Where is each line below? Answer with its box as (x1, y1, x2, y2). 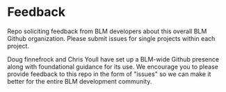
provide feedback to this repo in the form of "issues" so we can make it (7, 70, 211, 78)
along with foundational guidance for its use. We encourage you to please (7, 62, 219, 71)
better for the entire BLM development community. (7, 77, 152, 85)
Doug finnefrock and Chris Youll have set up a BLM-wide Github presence (7, 55, 220, 63)
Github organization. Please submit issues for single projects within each (7, 34, 216, 42)
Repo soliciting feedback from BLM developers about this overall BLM (7, 27, 207, 35)
